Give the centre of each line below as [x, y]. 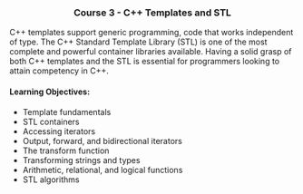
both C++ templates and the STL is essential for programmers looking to [145, 62]
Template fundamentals [67, 112]
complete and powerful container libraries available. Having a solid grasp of [151, 52]
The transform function [66, 150]
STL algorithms [51, 179]
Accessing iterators [59, 131]
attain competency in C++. [59, 71]
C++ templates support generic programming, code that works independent [151, 33]
